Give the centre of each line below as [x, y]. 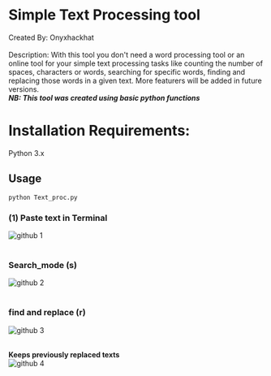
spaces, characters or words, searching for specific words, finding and [127, 71]
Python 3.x [26, 153]
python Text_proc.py [43, 197]
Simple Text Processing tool [104, 15]
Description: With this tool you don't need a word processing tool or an [127, 54]
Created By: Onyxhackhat [52, 37]
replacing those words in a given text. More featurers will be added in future [135, 80]
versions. [24, 89]
